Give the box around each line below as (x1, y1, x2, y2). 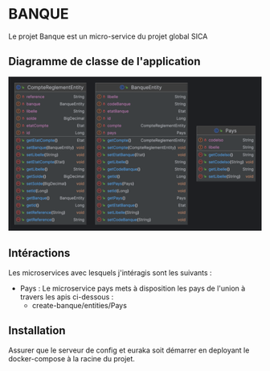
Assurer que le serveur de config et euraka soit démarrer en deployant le (8, 345, 250, 355)
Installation (8, 324, 66, 338)
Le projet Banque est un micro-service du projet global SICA (8, 31, 208, 41)
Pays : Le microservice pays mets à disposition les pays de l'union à (19, 283, 246, 293)
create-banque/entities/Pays (31, 300, 127, 310)
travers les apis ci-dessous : (19, 291, 114, 302)
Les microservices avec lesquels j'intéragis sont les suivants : (8, 267, 212, 278)
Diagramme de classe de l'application (8, 55, 201, 68)
